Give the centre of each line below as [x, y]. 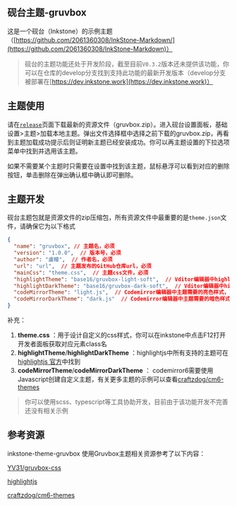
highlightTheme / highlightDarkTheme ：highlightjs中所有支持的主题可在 [123, 353]
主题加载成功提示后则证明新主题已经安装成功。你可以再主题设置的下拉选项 [121, 142]
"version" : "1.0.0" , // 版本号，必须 [67, 253]
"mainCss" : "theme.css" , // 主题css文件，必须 [81, 272]
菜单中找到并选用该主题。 [44, 151]
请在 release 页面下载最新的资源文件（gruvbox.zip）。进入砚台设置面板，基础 [117, 124]
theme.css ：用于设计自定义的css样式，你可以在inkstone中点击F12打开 [121, 335]
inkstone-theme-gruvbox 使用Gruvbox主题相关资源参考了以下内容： [107, 453]
